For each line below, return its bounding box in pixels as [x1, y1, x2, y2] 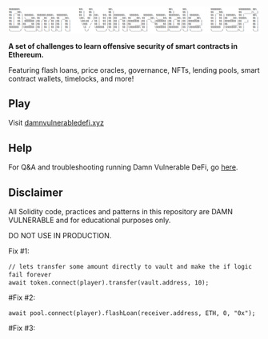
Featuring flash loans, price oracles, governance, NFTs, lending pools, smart [8, 65, 260, 74]
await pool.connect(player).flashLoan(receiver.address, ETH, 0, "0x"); [8, 309, 256, 317]
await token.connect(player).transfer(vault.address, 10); [8, 279, 210, 287]
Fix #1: [8, 246, 30, 256]
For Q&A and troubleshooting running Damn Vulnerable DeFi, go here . [8, 162, 238, 172]
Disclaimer [8, 185, 63, 199]
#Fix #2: [8, 293, 36, 302]
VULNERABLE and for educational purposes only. [8, 215, 171, 225]
